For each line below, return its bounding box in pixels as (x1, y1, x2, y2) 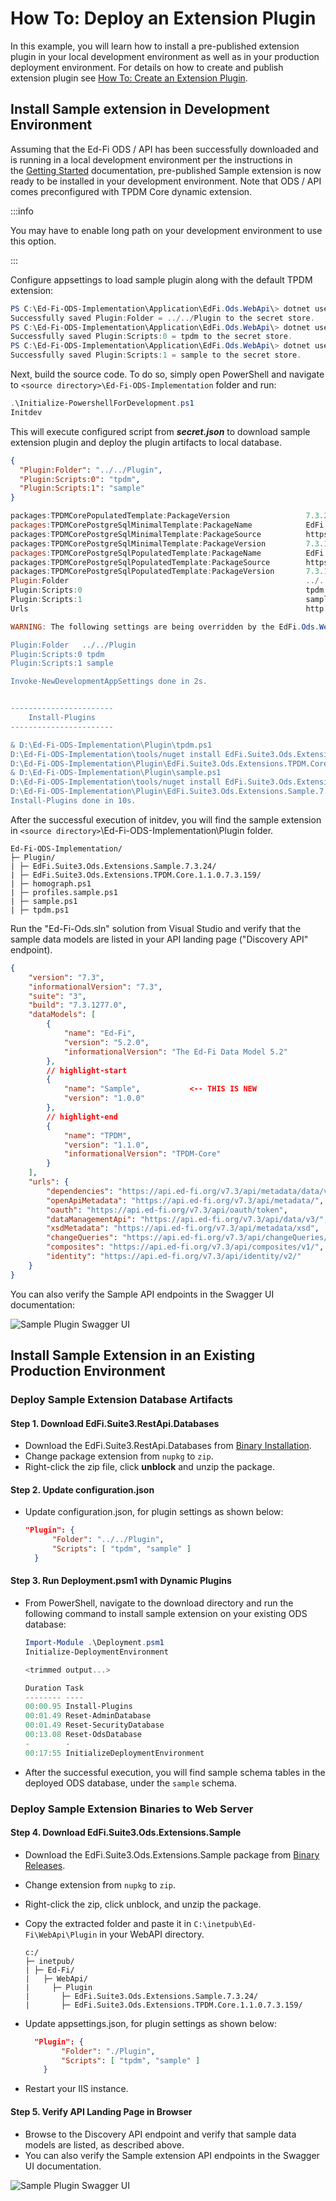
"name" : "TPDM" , (63, 1130, 132, 1141)
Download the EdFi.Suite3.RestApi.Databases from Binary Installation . (24, 1440, 312, 1452)
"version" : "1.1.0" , (63, 1140, 150, 1150)
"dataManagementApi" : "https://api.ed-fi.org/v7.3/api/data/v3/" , (46, 1214, 329, 1224)
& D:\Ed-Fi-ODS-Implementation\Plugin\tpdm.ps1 (10, 740, 213, 750)
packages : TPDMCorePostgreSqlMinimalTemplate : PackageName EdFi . (10, 520, 329, 530)
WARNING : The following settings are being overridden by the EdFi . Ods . (10, 622, 320, 632)
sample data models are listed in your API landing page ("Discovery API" (10, 933, 309, 945)
